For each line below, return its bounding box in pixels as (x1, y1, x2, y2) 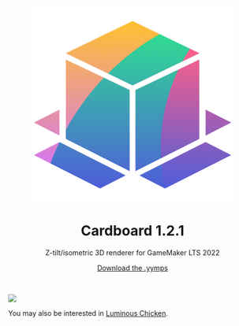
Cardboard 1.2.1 (80, 222, 185, 240)
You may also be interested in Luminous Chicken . (8, 308, 168, 317)
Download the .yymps (97, 263, 168, 272)
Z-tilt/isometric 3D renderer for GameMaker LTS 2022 (45, 247, 220, 257)
